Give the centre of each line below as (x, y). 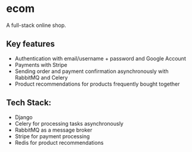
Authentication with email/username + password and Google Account (100, 58)
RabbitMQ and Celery (41, 77)
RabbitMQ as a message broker (53, 130)
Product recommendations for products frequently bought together (97, 84)
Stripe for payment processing (52, 136)
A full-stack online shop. (36, 25)
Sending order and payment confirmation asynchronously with (92, 71)
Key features (30, 44)
